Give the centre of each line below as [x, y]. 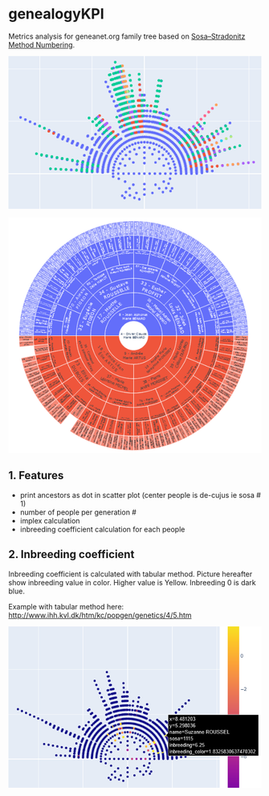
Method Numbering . [42, 44]
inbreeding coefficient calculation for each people [102, 529]
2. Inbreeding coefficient [71, 554]
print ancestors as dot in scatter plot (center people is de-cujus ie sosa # [140, 494]
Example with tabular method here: [66, 606]
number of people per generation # [78, 512]
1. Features [36, 476]
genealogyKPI [56, 14]
